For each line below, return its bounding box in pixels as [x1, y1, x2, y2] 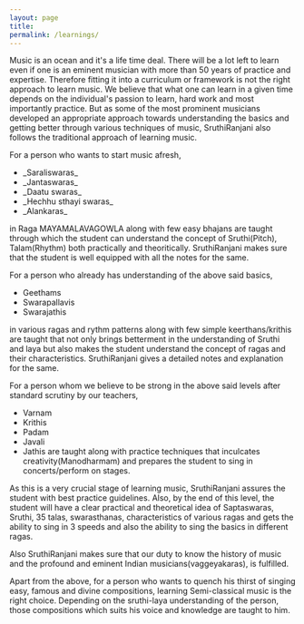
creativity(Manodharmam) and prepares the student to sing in [22, 455, 254, 467]
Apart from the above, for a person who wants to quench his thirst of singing [9, 576, 296, 587]
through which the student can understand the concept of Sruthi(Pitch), [9, 233, 278, 244]
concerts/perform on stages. [22, 465, 131, 476]
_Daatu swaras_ [22, 187, 82, 198]
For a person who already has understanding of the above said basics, [9, 269, 273, 281]
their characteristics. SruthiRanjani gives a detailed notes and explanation [9, 353, 284, 364]
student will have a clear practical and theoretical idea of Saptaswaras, [9, 502, 274, 513]
